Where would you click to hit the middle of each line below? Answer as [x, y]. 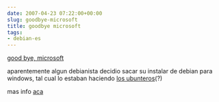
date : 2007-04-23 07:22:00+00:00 [55, 13]
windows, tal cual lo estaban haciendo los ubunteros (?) [85, 78]
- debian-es [24, 39]
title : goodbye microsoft [44, 26]
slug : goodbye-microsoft [42, 20]
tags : [15, 32]
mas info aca [25, 92]
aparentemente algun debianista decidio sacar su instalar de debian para [110, 71]
